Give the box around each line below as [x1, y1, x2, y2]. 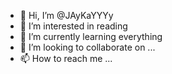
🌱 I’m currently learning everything [19, 31, 163, 42]
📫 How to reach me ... [19, 53, 113, 64]
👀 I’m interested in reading [19, 20, 128, 32]
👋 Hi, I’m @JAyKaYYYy [19, 10, 114, 21]
